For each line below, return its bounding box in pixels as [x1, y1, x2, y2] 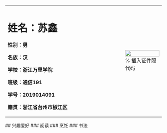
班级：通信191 [7, 79, 43, 86]
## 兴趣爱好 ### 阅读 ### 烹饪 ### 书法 [5, 123, 88, 129]
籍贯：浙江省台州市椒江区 [7, 104, 68, 111]
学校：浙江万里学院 [7, 67, 53, 74]
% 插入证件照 [125, 57, 157, 64]
